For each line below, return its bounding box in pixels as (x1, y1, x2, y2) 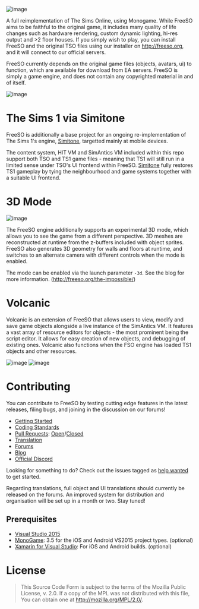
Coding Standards (14, 424, 59, 431)
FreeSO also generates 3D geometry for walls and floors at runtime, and (6, 245, 182, 252)
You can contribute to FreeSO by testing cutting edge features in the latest (6, 399, 188, 406)
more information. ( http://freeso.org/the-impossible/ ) (6, 275, 136, 282)
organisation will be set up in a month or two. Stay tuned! (6, 497, 146, 504)
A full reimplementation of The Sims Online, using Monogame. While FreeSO (6, 17, 193, 24)
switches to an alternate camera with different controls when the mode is (6, 251, 185, 258)
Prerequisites (6, 515, 57, 525)
